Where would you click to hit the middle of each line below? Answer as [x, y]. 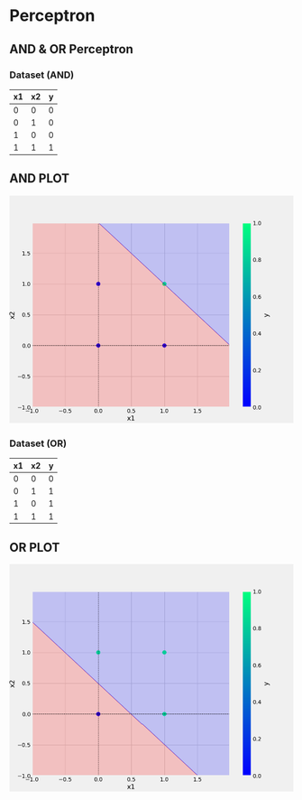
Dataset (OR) [38, 443]
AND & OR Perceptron [71, 49]
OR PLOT [35, 547]
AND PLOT [40, 178]
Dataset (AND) [42, 75]
